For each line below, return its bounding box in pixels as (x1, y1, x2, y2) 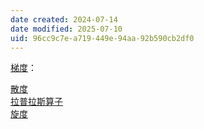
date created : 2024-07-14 (10, 14, 118, 25)
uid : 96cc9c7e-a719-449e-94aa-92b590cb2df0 (10, 33, 195, 43)
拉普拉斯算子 (10, 96, 63, 108)
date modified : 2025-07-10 (10, 24, 123, 34)
